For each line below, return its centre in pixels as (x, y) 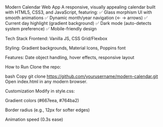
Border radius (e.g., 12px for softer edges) (47, 110)
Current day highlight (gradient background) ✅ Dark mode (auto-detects (78, 23)
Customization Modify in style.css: (40, 91)
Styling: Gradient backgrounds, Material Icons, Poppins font (66, 48)
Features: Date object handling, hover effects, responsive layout (70, 57)
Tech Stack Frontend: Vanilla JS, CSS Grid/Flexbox (56, 38)
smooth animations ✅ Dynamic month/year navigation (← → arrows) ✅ (77, 18)
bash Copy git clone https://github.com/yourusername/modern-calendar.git (81, 76)
